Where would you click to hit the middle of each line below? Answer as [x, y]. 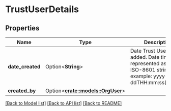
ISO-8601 [143, 70]
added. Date [145, 57]
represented [145, 63]
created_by [22, 91]
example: [141, 76]
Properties [22, 28]
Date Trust [143, 51]
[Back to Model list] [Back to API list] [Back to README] [64, 103]
